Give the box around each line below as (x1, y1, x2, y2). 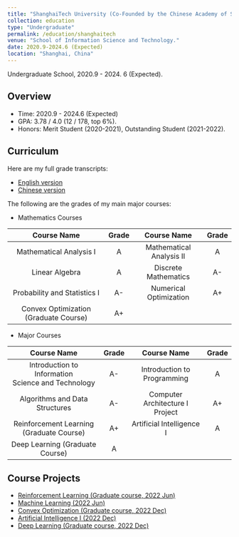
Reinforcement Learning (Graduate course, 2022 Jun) (17, 491, 176, 500)
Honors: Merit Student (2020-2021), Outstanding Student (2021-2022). (17, 124, 225, 133)
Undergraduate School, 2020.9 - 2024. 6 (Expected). (7, 69, 164, 78)
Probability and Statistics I (13, 287, 100, 297)
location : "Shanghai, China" (7, 51, 94, 58)
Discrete (154, 262, 183, 272)
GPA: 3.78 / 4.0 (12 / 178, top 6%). (17, 117, 117, 126)
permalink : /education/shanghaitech (7, 30, 116, 38)
